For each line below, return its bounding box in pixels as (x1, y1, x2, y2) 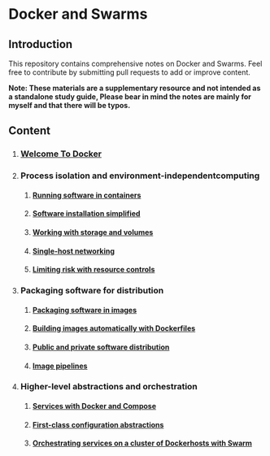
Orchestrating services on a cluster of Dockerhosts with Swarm (32, 438, 252, 448)
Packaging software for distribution (20, 285, 164, 297)
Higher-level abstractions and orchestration (20, 381, 198, 393)
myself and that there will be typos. (8, 101, 131, 110)
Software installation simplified (32, 209, 141, 219)
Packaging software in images (32, 305, 137, 315)
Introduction (8, 37, 73, 51)
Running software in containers (32, 190, 142, 200)
